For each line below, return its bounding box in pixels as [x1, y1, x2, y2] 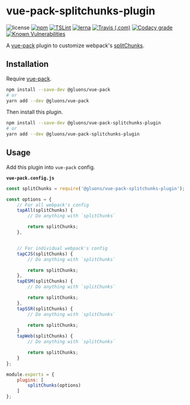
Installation [6, 59, 49, 69]
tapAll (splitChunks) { [17, 207, 73, 213]
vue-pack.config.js [6, 175, 55, 181]
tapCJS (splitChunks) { [17, 251, 73, 257]
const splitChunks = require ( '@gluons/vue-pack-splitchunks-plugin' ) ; [6, 185, 185, 192]
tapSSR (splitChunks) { [17, 306, 73, 312]
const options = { [6, 196, 52, 202]
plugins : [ [17, 377, 44, 383]
